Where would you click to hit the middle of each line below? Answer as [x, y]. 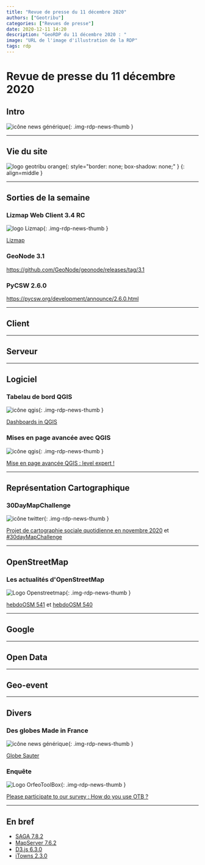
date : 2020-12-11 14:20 [37, 29]
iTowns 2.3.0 [31, 856]
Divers [19, 713]
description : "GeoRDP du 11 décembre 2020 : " [67, 35]
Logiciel [22, 379]
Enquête [19, 771]
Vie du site [27, 151]
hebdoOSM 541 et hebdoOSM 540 [50, 604]
